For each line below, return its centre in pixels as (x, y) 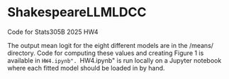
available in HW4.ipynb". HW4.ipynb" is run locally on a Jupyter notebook (114, 60)
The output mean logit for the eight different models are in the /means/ (111, 45)
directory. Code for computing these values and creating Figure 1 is (106, 53)
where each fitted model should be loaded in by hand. (86, 68)
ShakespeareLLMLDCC (77, 12)
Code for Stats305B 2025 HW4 (53, 32)
